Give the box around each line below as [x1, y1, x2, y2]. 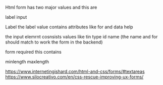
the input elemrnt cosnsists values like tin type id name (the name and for [5, 34, 158, 39]
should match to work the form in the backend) [5, 39, 103, 45]
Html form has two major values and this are [5, 5, 97, 10]
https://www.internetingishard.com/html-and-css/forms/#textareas [5, 68, 145, 74]
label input [5, 14, 27, 20]
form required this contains [5, 49, 62, 55]
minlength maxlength [5, 59, 49, 65]
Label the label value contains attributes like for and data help [5, 24, 133, 30]
